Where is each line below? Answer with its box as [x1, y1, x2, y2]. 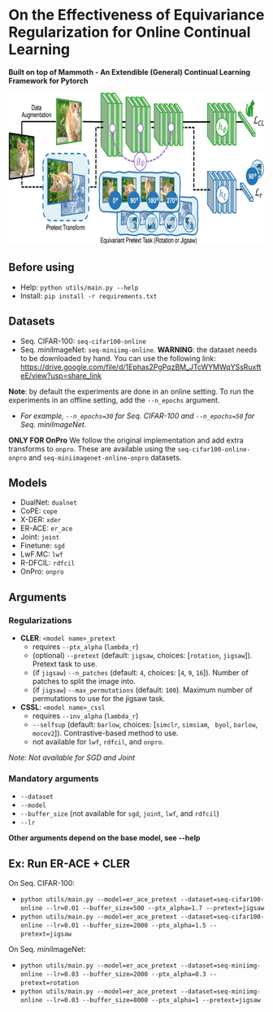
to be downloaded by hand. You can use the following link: [19, 353, 217, 363]
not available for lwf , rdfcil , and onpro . [32, 737, 165, 747]
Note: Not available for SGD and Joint [8, 752, 136, 762]
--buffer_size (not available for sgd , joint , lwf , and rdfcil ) [19, 809, 219, 818]
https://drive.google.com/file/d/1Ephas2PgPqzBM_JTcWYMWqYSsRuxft [19, 362, 262, 372]
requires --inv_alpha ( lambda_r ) [32, 711, 139, 721]
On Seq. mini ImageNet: [8, 944, 86, 954]
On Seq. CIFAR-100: [8, 879, 76, 888]
